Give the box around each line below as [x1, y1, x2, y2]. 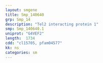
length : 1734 [5, 36, 36, 41]
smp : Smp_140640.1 [5, 26, 44, 31]
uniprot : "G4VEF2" [5, 31, 44, 36]
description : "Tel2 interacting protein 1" [5, 21, 99, 27]
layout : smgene [5, 7, 38, 13]
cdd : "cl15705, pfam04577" [5, 41, 62, 46]
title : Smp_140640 [5, 12, 44, 17]
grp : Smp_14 [5, 17, 30, 22]
